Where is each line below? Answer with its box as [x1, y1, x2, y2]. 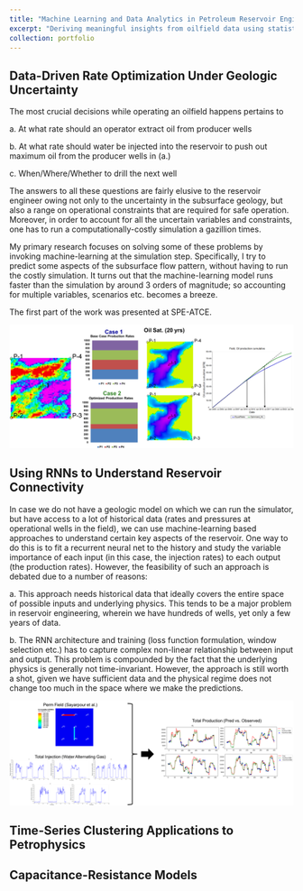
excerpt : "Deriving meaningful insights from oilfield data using [9, 23, 264, 33]
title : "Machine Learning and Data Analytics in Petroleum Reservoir [9, 14, 277, 23]
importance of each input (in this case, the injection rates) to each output [9, 551, 281, 563]
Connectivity [9, 480, 84, 495]
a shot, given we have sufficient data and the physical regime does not [9, 673, 272, 684]
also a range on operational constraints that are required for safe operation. [9, 205, 289, 216]
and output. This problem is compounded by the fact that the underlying [9, 654, 278, 665]
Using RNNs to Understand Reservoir [9, 465, 223, 482]
